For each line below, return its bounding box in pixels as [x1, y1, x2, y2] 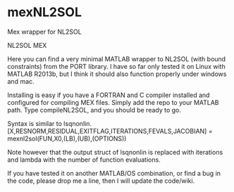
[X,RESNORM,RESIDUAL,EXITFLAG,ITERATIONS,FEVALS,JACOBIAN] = [7, 127, 213, 135]
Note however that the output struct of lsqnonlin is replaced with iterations [7, 148, 223, 156]
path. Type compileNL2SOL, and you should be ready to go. [7, 105, 182, 114]
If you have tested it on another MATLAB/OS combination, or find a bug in [7, 169, 221, 177]
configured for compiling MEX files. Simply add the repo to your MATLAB [7, 98, 220, 106]
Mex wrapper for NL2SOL [7, 27, 82, 36]
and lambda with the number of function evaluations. [7, 155, 161, 164]
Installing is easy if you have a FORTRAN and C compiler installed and [7, 91, 210, 99]
